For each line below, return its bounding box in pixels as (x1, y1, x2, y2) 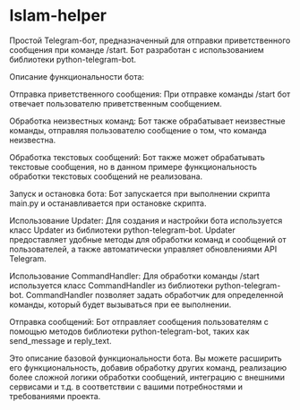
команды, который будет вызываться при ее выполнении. (9, 299, 232, 310)
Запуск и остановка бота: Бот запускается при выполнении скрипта (9, 188, 270, 199)
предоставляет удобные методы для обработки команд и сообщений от (9, 234, 287, 244)
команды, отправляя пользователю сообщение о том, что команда (9, 124, 267, 135)
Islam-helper (9, 5, 107, 26)
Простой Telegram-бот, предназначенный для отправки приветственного (9, 35, 291, 46)
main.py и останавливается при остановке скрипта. (9, 198, 207, 209)
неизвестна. (9, 134, 56, 145)
